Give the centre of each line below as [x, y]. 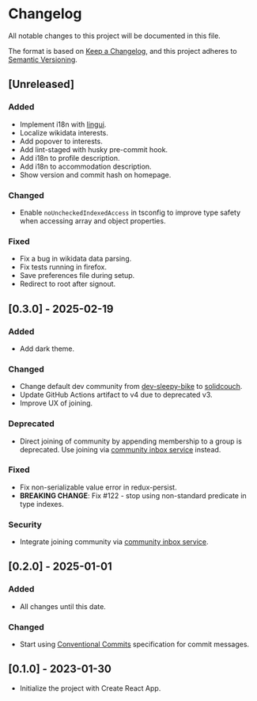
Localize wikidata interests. [64, 132]
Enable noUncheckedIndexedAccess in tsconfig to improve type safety [130, 212]
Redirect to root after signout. [68, 284]
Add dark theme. [47, 349]
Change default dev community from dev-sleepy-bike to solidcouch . [131, 387]
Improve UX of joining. [56, 403]
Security [25, 524]
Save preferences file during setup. [77, 276]
